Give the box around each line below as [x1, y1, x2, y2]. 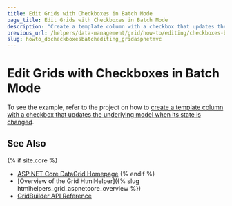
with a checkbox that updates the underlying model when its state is [7, 111, 202, 119]
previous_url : [7, 29, 48, 37]
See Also [7, 138, 46, 149]
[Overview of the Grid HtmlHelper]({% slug [17, 177, 139, 185]
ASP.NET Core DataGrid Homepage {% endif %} [17, 169, 155, 178]
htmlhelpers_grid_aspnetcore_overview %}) [17, 184, 142, 192]
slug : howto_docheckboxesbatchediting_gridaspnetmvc [7, 36, 162, 43]
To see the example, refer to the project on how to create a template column [7, 103, 224, 111]
